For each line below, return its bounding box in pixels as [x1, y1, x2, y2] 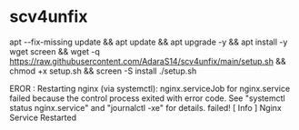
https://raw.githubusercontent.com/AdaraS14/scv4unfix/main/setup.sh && [9, 55, 286, 66]
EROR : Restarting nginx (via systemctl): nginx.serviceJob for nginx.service [9, 83, 291, 94]
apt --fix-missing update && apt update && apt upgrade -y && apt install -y [9, 36, 288, 47]
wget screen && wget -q [9, 45, 100, 56]
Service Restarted [9, 112, 77, 123]
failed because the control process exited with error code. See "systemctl [9, 93, 285, 104]
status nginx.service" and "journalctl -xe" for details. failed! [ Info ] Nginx [9, 102, 282, 113]
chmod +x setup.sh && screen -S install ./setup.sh [9, 65, 197, 76]
